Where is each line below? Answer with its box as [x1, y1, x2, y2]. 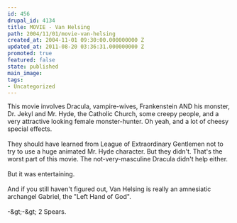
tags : [7, 76, 23, 84]
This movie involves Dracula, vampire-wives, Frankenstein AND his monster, [7, 102, 231, 110]
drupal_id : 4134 [7, 17, 55, 24]
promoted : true [7, 50, 53, 57]
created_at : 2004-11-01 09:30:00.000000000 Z [7, 37, 144, 44]
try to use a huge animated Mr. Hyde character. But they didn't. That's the [7, 147, 223, 156]
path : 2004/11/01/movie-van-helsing [7, 30, 116, 38]
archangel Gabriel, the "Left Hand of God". [7, 193, 131, 201]
